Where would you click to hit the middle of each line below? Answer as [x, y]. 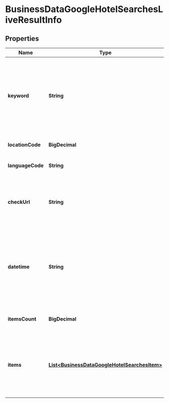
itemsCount [22, 319]
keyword [18, 96]
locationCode [24, 145]
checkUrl [19, 202]
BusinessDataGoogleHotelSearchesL [84, 9]
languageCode [26, 166]
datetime [19, 267]
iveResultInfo [33, 20]
